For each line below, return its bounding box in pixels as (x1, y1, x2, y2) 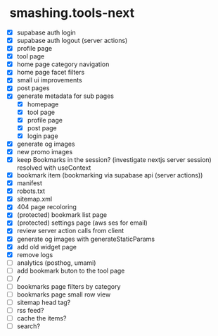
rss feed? (16, 306, 44, 315)
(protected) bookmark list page (16, 211, 108, 219)
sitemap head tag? (16, 298, 71, 306)
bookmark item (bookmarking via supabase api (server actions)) (16, 171, 203, 179)
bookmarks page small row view (16, 290, 111, 299)
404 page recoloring (16, 203, 77, 211)
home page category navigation (16, 60, 110, 68)
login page (27, 132, 58, 140)
